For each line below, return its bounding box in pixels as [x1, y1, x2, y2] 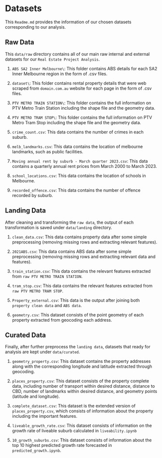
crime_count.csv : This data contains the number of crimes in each [12, 129, 144, 135]
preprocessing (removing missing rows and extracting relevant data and [12, 253, 156, 260]
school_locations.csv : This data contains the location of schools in [12, 173, 146, 179]
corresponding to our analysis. [5, 24, 66, 30]
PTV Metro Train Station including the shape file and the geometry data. [12, 105, 156, 111]
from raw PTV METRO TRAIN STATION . [12, 273, 83, 279]
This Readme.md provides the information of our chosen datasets [5, 19, 132, 25]
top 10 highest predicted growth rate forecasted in [12, 442, 112, 448]
